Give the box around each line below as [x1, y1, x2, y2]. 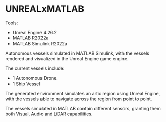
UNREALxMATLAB [5, 3, 85, 15]
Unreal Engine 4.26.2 [12, 29, 57, 35]
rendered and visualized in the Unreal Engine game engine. [5, 55, 129, 61]
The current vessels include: [5, 65, 65, 71]
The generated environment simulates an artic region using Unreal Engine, [5, 90, 160, 96]
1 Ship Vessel [12, 80, 40, 87]
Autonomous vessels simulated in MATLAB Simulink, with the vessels [5, 50, 149, 56]
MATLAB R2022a [12, 35, 49, 41]
